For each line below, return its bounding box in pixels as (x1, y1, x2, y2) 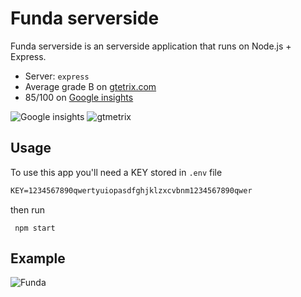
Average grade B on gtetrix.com (24, 80, 157, 92)
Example (10, 250, 66, 267)
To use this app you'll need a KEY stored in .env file (10, 166, 223, 178)
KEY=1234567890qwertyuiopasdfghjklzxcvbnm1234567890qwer (10, 185, 253, 196)
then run (10, 203, 46, 216)
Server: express (24, 70, 90, 82)
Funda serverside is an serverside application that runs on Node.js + (10, 40, 292, 52)
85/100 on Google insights (24, 91, 134, 103)
